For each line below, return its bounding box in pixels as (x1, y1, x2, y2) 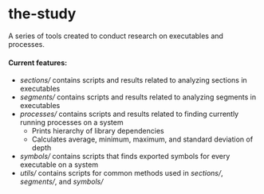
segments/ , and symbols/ (19, 177, 104, 187)
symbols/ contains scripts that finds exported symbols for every (19, 152, 231, 161)
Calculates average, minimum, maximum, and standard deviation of (31, 134, 254, 144)
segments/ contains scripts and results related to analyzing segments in (19, 92, 257, 102)
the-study (8, 5, 77, 23)
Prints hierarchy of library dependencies (31, 126, 165, 136)
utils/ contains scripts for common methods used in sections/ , (19, 169, 223, 178)
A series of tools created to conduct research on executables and (8, 31, 223, 41)
